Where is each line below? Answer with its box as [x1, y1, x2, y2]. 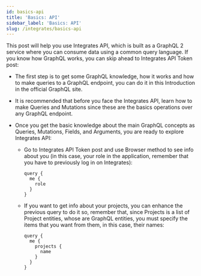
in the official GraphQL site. [14, 85, 83, 93]
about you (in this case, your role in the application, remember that [23, 153, 189, 160]
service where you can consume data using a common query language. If [6, 49, 188, 56]
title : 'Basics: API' [6, 14, 61, 20]
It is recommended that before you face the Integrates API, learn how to [14, 97, 193, 105]
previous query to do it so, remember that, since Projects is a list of [23, 209, 190, 216]
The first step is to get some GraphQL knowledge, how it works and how [14, 73, 194, 80]
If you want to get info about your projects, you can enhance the [23, 202, 183, 209]
